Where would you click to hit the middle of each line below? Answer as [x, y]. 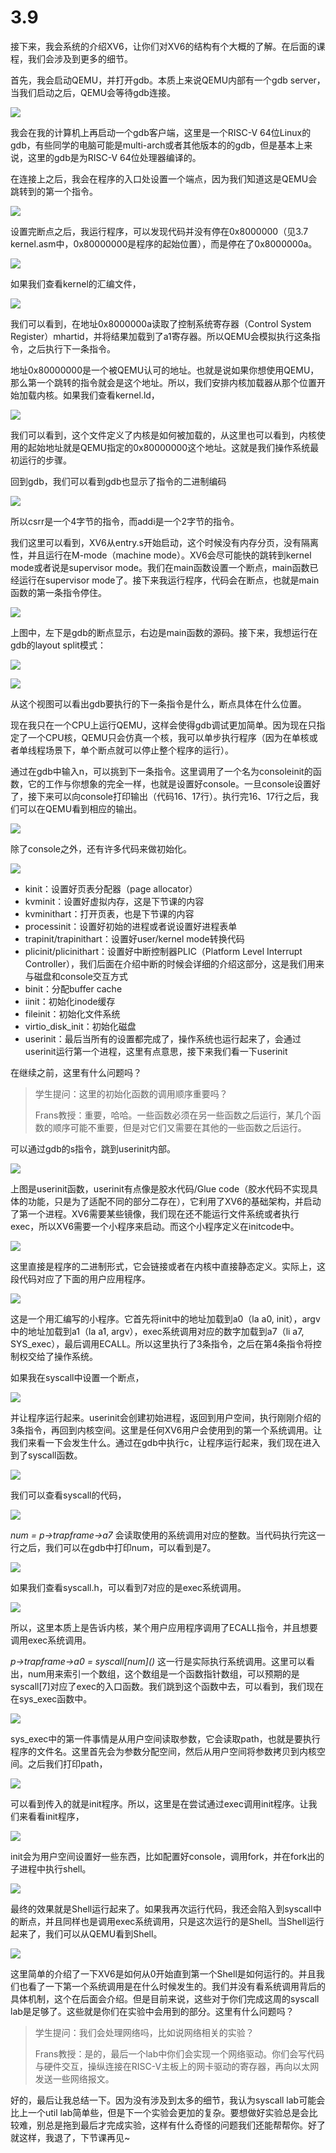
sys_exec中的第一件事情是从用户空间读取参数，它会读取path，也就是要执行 [165, 1738]
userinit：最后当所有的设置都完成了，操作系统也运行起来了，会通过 [163, 1038]
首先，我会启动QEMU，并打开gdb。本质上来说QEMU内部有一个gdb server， [168, 80]
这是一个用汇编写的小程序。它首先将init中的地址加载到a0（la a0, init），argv [165, 1318]
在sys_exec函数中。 [51, 1698]
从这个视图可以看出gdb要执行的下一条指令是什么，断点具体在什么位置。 [158, 703]
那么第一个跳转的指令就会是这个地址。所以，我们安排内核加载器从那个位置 [163, 382]
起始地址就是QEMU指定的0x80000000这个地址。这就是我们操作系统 [169, 447]
